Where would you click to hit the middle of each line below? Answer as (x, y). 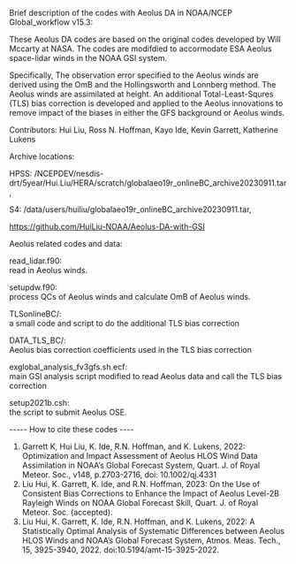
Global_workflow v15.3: (51, 22)
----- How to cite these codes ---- (72, 429)
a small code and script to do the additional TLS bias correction (125, 323)
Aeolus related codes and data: (66, 244)
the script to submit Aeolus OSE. (68, 412)
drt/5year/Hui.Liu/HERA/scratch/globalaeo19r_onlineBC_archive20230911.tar (148, 183)
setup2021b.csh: (39, 403)
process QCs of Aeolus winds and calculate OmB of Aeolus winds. (130, 297)
